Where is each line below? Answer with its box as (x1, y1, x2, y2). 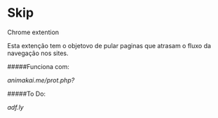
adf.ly (7, 103, 24, 111)
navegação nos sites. (7, 49, 69, 57)
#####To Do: (7, 89, 46, 98)
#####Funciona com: (7, 62, 70, 71)
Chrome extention (7, 28, 60, 36)
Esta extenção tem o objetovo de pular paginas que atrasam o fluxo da (7, 41, 212, 50)
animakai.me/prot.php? (7, 75, 75, 84)
